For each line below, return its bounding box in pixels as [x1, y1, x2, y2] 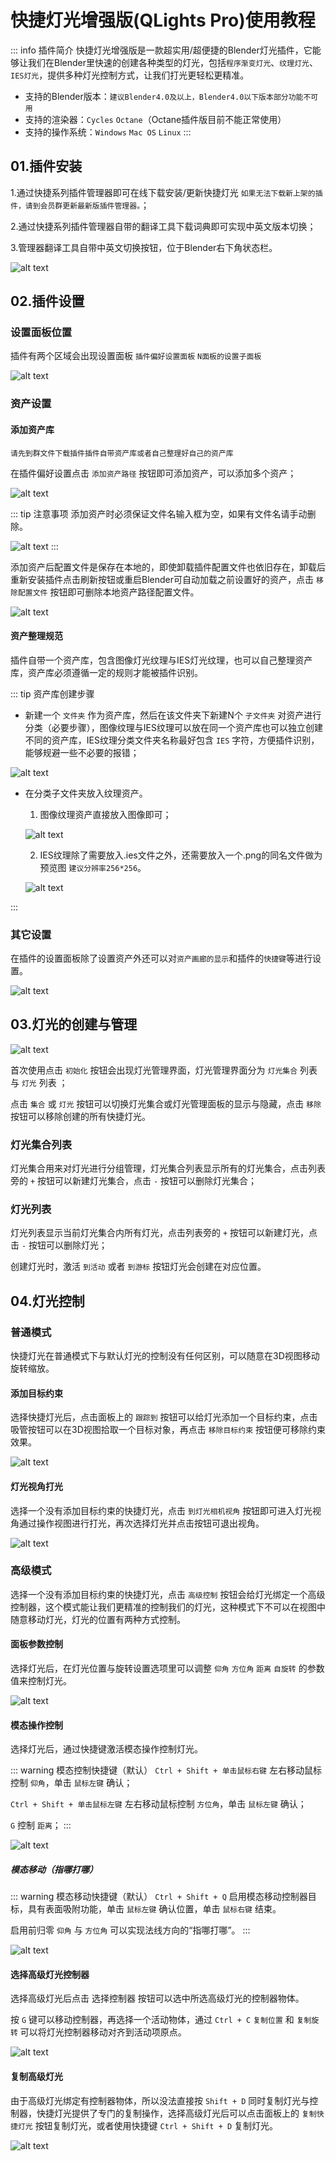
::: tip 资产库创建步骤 [10, 687, 95, 700]
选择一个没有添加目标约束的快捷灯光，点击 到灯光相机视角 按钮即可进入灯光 [10, 1504, 313, 1516]
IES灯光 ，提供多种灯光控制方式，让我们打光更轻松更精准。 [10, 69, 250, 81]
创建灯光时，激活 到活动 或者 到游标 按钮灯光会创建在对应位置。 [10, 1261, 267, 1273]
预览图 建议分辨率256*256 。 [39, 861, 147, 873]
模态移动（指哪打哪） [10, 1863, 98, 1875]
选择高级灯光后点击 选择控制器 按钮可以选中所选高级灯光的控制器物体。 [10, 1992, 305, 2005]
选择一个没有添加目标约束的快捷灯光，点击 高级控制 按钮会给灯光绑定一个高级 [10, 1588, 326, 1600]
